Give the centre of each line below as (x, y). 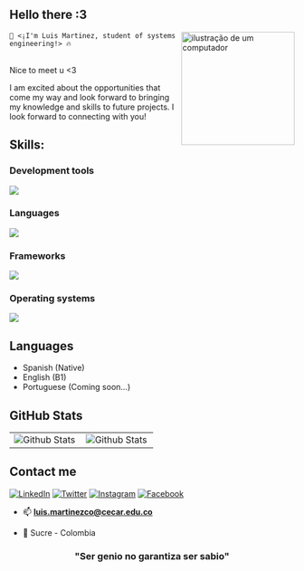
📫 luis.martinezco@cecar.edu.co (87, 511)
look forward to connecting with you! (78, 116)
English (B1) (44, 377)
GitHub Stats (46, 415)
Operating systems (52, 299)
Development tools (52, 171)
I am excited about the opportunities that (85, 87)
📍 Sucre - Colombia (59, 532)
